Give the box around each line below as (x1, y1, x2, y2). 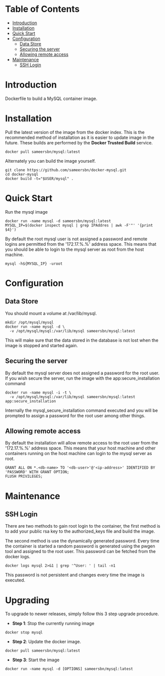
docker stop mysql (5, 630, 43, 635)
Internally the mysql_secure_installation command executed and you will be (5, 407, 158, 413)
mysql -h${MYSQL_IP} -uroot (5, 261, 63, 266)
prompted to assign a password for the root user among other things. (5, 412, 146, 418)
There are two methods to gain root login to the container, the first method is (5, 523, 161, 529)
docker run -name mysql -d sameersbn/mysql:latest (5, 219, 111, 224)
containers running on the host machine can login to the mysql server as (5, 451, 152, 456)
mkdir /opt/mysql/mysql (5, 320, 54, 325)
